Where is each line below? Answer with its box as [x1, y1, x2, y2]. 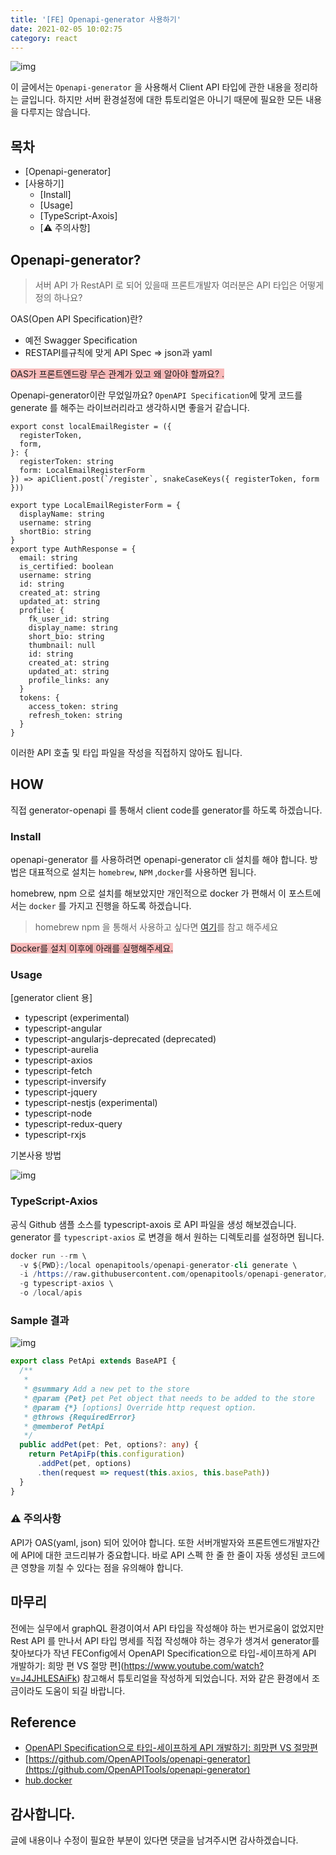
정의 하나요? [34, 292, 83, 303]
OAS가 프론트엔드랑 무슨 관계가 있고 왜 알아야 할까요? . [10, 368, 225, 380]
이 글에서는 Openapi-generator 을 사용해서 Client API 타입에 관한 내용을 [10, 81, 292, 93]
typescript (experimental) [24, 1012, 130, 1024]
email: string [19, 553, 78, 563]
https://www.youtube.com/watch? [123, 1659, 265, 1671]
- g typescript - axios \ [19, 1279, 114, 1289]
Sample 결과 [10, 1314, 70, 1327]
